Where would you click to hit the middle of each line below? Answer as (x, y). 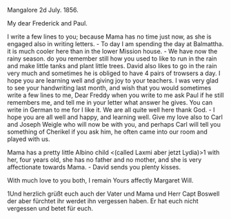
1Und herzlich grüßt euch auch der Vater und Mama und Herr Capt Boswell (113, 194)
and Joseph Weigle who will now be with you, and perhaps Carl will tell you (114, 124)
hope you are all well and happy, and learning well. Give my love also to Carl (115, 117)
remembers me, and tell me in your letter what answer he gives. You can (110, 102)
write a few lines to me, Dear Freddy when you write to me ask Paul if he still (115, 95)
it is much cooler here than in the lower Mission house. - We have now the (112, 51)
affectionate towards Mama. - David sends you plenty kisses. (94, 167)
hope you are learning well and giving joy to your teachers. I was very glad (113, 81)
